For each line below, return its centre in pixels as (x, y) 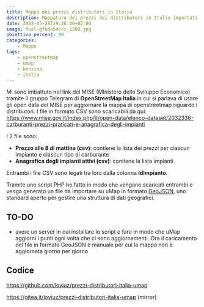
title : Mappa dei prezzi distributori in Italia (69, 12)
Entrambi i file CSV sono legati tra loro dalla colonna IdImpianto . (87, 173)
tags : (13, 52)
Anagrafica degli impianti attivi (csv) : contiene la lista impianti (94, 161)
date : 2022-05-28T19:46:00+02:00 (49, 23)
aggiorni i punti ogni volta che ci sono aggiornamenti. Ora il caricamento (106, 239)
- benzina (30, 69)
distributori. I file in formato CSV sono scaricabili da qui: (76, 111)
